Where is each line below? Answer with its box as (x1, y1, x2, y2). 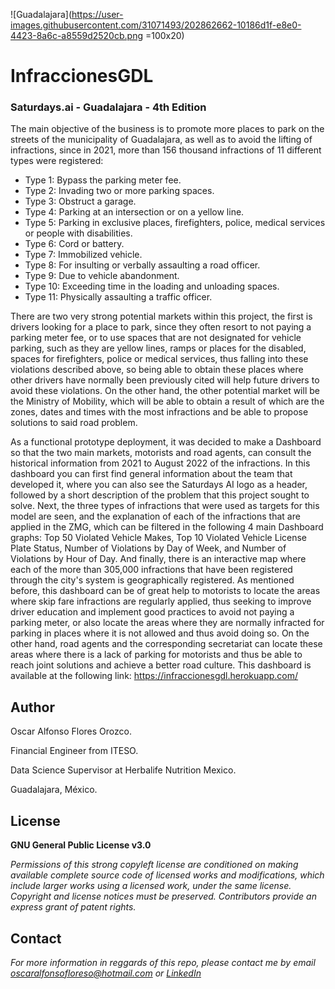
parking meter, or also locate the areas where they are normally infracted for (10, 617, 325, 629)
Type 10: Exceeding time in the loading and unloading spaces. (24, 280, 280, 293)
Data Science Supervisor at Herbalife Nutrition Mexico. (10, 764, 237, 776)
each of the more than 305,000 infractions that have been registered (10, 564, 293, 576)
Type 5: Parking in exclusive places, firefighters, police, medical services (24, 217, 326, 229)
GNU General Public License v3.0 (10, 839, 152, 851)
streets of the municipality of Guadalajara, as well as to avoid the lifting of (10, 134, 313, 146)
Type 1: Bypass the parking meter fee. (24, 174, 182, 186)
